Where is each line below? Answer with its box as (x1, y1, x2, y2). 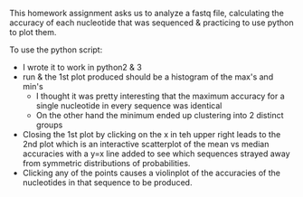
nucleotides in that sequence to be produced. (22, 177, 193, 188)
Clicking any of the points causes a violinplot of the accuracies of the (22, 167, 280, 178)
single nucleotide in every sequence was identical (35, 100, 223, 111)
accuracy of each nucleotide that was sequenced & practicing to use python (9, 17, 294, 28)
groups (35, 119, 63, 130)
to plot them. (9, 27, 57, 37)
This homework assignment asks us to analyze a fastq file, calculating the (9, 8, 285, 18)
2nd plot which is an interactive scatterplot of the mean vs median (22, 139, 270, 149)
